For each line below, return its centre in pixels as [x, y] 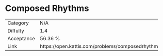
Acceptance [21, 38]
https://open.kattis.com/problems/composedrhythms [100, 46]
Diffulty [16, 31]
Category [18, 23]
